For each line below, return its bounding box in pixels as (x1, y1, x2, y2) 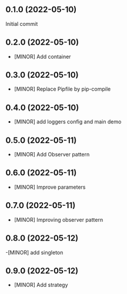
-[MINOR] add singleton (5, 249, 63, 256)
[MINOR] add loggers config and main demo (14, 118, 122, 125)
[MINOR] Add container (14, 53, 71, 60)
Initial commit (5, 20, 38, 27)
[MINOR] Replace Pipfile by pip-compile (14, 85, 111, 93)
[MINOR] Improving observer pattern (14, 216, 103, 223)
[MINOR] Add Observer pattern (14, 151, 90, 158)
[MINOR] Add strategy (14, 282, 68, 289)
